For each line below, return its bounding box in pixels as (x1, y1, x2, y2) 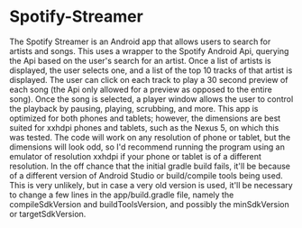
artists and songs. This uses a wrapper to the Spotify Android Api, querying (9, 45, 289, 56)
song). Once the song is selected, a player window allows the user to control (9, 93, 294, 105)
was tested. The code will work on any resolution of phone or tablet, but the (9, 132, 291, 142)
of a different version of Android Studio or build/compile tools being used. (9, 169, 283, 181)
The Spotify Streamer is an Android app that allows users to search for (9, 36, 271, 47)
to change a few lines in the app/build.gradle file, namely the (9, 189, 234, 200)
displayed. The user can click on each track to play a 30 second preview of (9, 74, 288, 85)
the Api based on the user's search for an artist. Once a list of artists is (9, 55, 272, 66)
